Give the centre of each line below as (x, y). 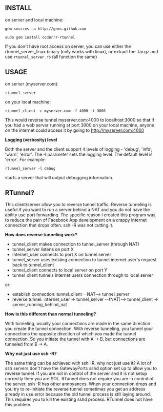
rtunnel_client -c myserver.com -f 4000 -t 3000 (55, 111)
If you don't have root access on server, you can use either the (68, 46)
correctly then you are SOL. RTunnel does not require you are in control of (79, 379)
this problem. (18, 405)
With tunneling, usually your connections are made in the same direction (78, 324)
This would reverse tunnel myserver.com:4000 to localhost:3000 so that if (80, 120)
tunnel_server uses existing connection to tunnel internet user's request (84, 260)
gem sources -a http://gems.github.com (46, 29)
